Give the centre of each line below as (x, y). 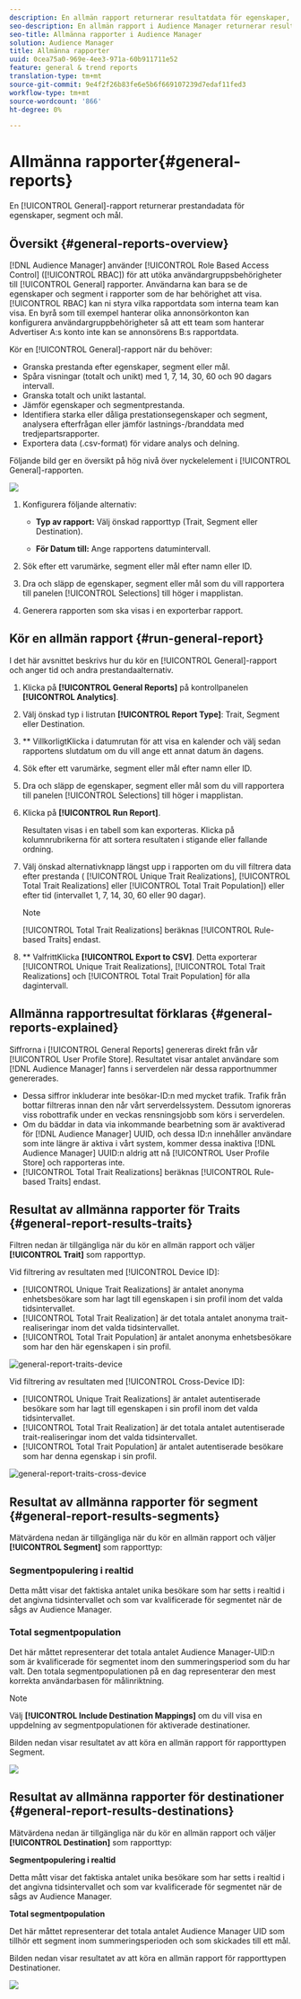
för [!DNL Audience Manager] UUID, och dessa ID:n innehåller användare (157, 1134)
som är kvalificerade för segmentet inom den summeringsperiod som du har (150, 1661)
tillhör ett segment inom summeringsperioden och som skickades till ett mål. (150, 1941)
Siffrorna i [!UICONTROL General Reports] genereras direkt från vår (133, 1049)
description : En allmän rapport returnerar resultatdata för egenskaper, (150, 18)
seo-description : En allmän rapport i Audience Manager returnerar (138, 26)
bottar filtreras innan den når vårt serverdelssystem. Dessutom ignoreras (156, 1105)
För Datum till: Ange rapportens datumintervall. (123, 548)
